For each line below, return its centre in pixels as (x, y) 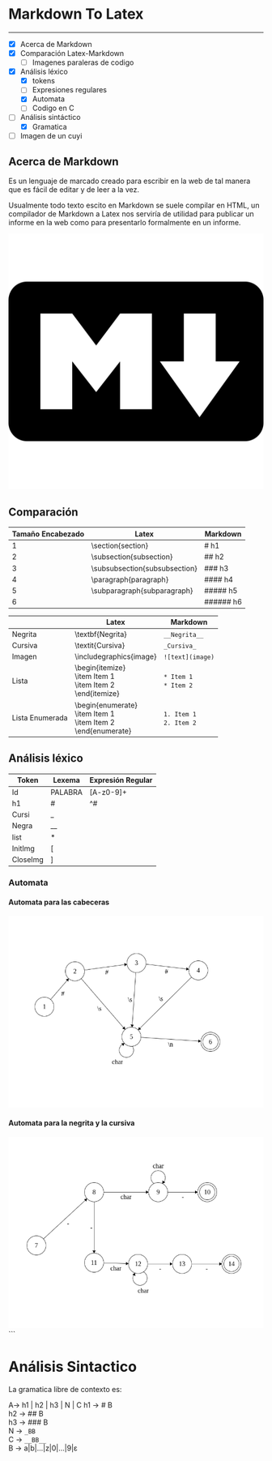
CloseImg (28, 860)
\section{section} (119, 545)
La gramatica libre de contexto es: (65, 1389)
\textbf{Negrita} (100, 634)
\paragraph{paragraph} (130, 579)
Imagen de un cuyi (51, 135)
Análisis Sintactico (73, 1367)
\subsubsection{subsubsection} (144, 568)
